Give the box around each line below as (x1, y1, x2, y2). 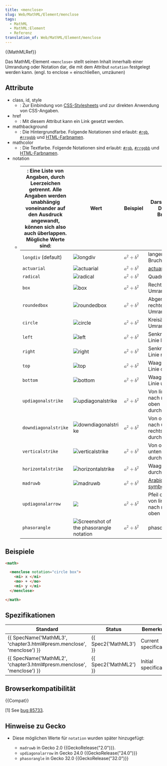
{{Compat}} (5, 698, 29, 704)
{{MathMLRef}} (5, 48, 36, 55)
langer (148, 250, 163, 257)
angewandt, (31, 217, 60, 224)
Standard (36, 626, 59, 633)
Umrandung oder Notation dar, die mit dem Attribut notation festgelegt (5, 63, 151, 70)
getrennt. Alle (29, 186, 62, 193)
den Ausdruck (28, 211, 63, 218)
